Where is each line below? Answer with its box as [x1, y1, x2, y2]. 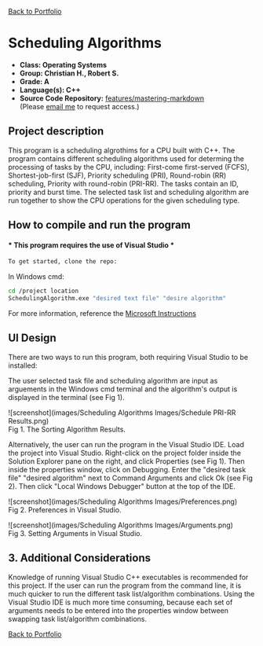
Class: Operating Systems [19, 60, 108, 69]
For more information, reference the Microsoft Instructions [8, 308, 196, 317]
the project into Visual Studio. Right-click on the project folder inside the [8, 448, 242, 457]
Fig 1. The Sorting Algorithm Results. [8, 424, 126, 434]
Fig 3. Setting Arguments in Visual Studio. [8, 528, 143, 538]
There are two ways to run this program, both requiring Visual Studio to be [8, 352, 249, 362]
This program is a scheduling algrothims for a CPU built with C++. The [8, 145, 236, 155]
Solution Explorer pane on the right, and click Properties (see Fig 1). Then [8, 456, 245, 466]
